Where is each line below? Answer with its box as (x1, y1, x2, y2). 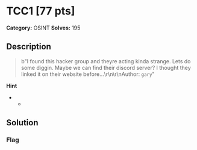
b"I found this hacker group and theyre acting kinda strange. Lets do (20, 57, 191, 64)
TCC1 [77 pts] (6, 4, 75, 18)
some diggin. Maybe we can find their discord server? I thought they (20, 64, 191, 71)
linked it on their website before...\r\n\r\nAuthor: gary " (20, 70, 155, 78)
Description (6, 42, 51, 52)
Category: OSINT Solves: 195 (6, 24, 81, 31)
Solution (6, 117, 39, 128)
